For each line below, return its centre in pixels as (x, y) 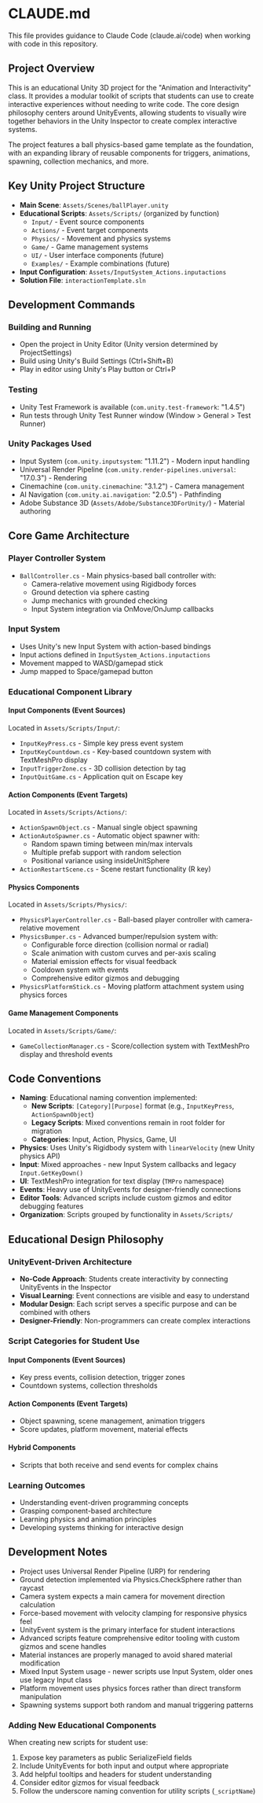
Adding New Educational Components (82, 1725)
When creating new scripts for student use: (78, 1742)
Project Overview (51, 69)
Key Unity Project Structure (77, 186)
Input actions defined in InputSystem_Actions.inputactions (115, 654)
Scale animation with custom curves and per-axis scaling (124, 953)
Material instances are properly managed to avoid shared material (126, 1654)
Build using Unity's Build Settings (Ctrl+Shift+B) (97, 361)
